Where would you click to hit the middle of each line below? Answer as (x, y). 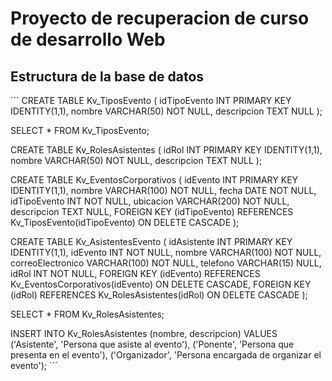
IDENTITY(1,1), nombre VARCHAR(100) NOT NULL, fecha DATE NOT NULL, (163, 190)
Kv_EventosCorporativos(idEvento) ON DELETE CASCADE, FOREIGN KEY (161, 284)
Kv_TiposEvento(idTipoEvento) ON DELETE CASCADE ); (125, 222)
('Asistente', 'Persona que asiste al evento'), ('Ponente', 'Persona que (152, 344)
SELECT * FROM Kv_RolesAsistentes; (87, 314)
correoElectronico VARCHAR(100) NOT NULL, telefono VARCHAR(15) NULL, (166, 263)
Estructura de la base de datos (107, 76)
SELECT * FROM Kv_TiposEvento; (80, 130)
